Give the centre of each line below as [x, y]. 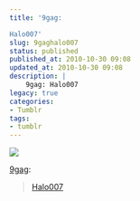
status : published [44, 51]
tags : [19, 119]
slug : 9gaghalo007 [44, 43]
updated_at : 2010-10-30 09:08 [66, 68]
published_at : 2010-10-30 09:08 [70, 60]
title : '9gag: [36, 18]
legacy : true [34, 93]
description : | [38, 77]
